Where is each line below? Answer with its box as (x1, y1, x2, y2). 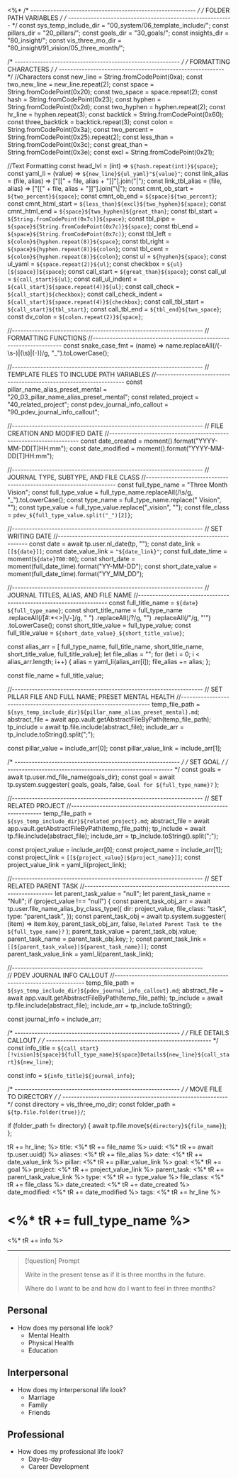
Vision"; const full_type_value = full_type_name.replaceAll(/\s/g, (7, 488, 193, 496)
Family (28, 1401, 48, 1409)
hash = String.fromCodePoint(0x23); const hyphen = (7, 95, 161, 104)
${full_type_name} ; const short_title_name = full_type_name (7, 606, 183, 614)
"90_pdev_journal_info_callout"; (7, 408, 100, 416)
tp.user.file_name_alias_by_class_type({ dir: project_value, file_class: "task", (7, 905, 227, 912)
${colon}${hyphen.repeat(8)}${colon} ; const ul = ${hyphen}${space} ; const (7, 252, 227, 260)
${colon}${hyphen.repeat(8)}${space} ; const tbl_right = (7, 237, 170, 246)
